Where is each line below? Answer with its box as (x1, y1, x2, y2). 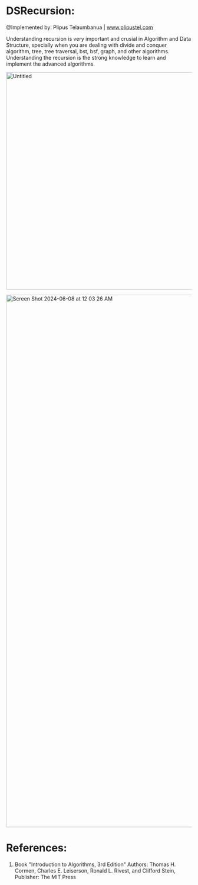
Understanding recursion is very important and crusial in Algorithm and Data (6, 35, 192, 42)
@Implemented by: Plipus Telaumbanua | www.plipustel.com (6, 24, 153, 31)
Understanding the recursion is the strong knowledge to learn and (6, 54, 166, 61)
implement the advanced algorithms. (6, 60, 95, 67)
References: (6, 841, 67, 855)
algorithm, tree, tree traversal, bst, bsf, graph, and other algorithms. (6, 47, 170, 54)
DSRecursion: (6, 4, 75, 18)
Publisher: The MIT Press (14, 873, 77, 880)
